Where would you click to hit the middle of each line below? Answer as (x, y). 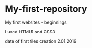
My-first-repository (46, 9)
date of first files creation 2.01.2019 (41, 41)
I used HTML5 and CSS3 (30, 32)
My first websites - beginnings (36, 22)
